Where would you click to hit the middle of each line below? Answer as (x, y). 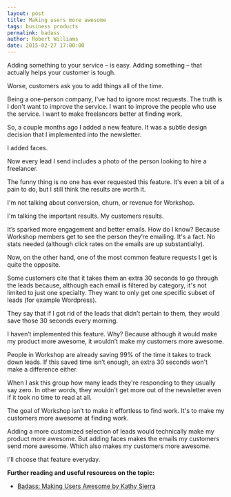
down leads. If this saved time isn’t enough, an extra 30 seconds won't (108, 362)
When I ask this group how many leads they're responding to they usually (111, 383)
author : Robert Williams (43, 39)
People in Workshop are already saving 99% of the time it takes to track (109, 355)
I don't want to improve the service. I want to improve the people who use (112, 106)
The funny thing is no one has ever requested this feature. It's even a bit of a (116, 182)
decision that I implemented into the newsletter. (74, 134)
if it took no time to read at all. (49, 397)
